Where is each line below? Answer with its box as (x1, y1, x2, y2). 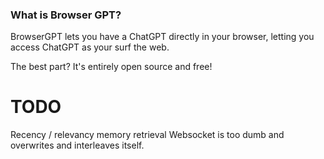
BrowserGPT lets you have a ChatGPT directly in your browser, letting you (10, 31, 315, 43)
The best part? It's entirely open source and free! (10, 61, 213, 73)
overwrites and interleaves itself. (10, 139, 145, 152)
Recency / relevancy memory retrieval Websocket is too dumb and (10, 129, 285, 141)
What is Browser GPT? (10, 8, 122, 22)
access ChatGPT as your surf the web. (10, 41, 170, 53)
